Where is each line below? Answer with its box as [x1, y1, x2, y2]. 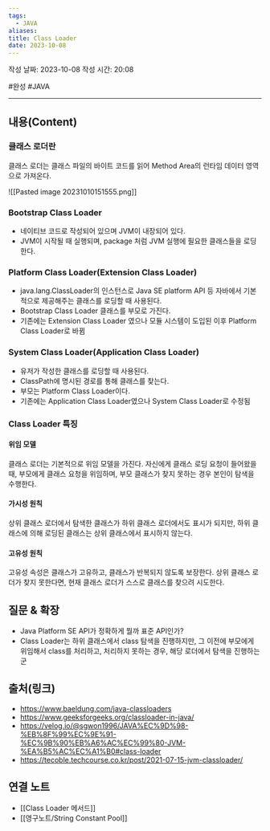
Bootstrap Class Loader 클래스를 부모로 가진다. [19, 306, 171, 316]
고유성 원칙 [8, 548, 43, 558]
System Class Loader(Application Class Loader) [8, 347, 199, 358]
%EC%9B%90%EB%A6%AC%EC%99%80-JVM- [19, 738, 186, 747]
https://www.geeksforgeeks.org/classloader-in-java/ [19, 712, 194, 722]
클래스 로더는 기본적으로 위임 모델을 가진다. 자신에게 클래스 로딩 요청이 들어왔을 [8, 458, 257, 468]
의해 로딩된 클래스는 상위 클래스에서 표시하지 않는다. [29, 528, 193, 538]
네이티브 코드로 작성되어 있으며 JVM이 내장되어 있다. [19, 226, 186, 236]
